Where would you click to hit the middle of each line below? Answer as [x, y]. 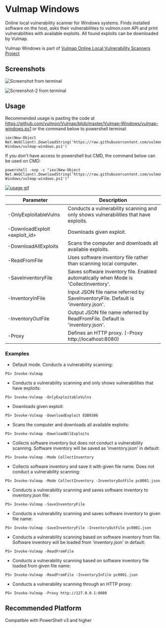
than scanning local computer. [103, 263]
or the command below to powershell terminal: [80, 129]
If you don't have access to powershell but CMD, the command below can [80, 156]
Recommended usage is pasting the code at [50, 118]
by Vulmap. [17, 39]
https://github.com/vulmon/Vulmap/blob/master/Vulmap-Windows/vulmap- [82, 123]
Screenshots [25, 69]
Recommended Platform [43, 608]
